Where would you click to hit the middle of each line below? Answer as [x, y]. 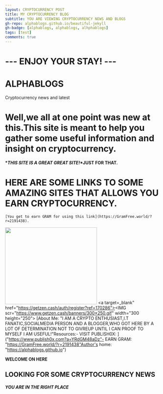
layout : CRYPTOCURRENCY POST [35, 10]
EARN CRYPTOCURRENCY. [61, 203]
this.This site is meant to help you [75, 128]
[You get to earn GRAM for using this [45, 216]
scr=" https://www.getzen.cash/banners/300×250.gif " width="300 [72, 313]
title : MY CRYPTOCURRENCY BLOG [37, 14]
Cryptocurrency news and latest [37, 97]
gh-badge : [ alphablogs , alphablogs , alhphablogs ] [57, 28]
